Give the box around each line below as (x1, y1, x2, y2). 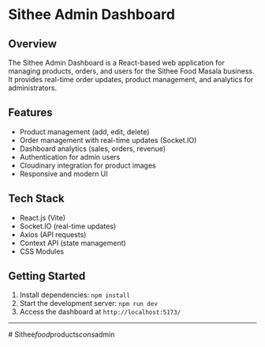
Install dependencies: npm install (19, 290, 130, 300)
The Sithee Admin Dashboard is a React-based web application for (8, 58, 225, 67)
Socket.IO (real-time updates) (19, 221, 117, 231)
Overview (8, 37, 58, 51)
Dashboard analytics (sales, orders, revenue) (19, 144, 166, 153)
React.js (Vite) (19, 213, 65, 222)
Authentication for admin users (19, 152, 121, 161)
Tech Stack (8, 192, 65, 206)
